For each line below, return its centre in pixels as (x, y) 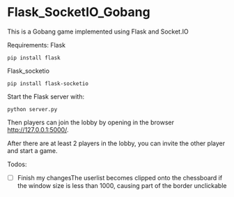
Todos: (17, 164)
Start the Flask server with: (46, 96)
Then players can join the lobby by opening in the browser (91, 122)
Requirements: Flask (37, 45)
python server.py (32, 109)
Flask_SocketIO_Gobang (79, 12)
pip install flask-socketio (48, 83)
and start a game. (32, 150)
